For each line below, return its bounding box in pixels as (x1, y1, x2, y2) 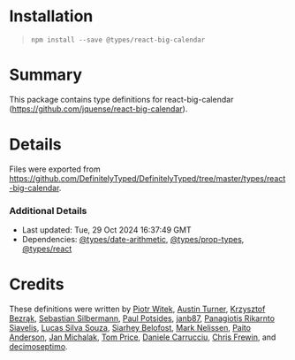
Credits (9, 274, 64, 295)
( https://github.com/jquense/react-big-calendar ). (9, 103, 188, 114)
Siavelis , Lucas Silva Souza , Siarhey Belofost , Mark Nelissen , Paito (9, 323, 252, 333)
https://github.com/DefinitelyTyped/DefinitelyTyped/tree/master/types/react (9, 172, 286, 183)
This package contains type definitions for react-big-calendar (9, 94, 234, 104)
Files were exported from (9, 164, 101, 174)
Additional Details (9, 204, 87, 217)
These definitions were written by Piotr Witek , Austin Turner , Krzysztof (9, 303, 266, 315)
